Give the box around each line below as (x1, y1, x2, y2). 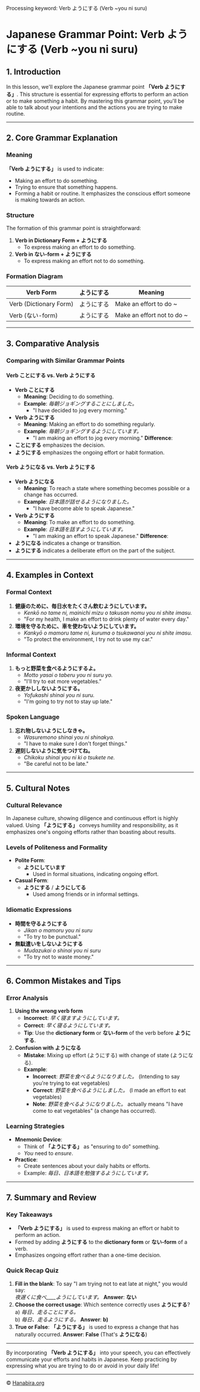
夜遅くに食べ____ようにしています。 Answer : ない (14, 1293, 137, 1301)
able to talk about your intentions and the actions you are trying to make (6, 104, 183, 111)
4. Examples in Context (6, 570, 94, 580)
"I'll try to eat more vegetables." (23, 678, 102, 685)
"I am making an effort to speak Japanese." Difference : (32, 533, 168, 539)
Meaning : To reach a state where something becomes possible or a (23, 485, 190, 491)
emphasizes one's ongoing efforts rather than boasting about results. (6, 828, 176, 836)
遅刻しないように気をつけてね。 (14, 747, 93, 754)
